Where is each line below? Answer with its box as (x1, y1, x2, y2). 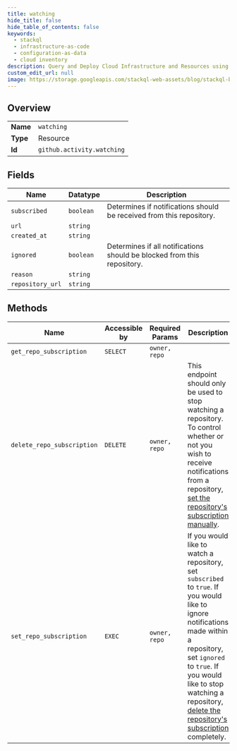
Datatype (68, 190, 101, 200)
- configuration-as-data (13, 50, 87, 57)
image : (7, 75, 27, 83)
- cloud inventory (13, 56, 68, 63)
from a (187, 475, 209, 485)
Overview (7, 102, 51, 114)
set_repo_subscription (11, 632, 87, 640)
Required (149, 323, 181, 333)
